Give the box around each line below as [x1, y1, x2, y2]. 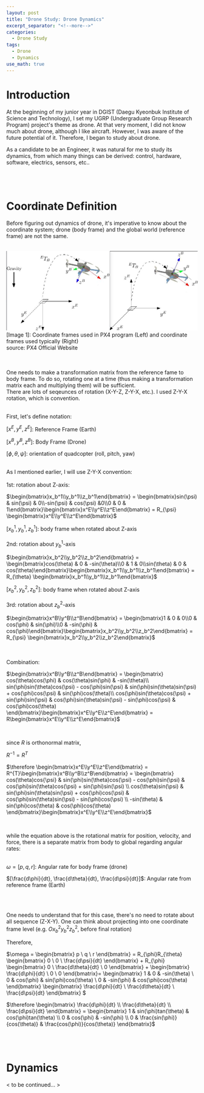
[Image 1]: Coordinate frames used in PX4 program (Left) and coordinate [6, 331, 188, 338]
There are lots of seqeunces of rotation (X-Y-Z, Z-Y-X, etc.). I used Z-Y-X [6, 388, 188, 395]
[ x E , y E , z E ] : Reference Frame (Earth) [6, 424, 97, 433]
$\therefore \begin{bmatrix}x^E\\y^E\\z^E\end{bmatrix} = [6, 763, 149, 771]
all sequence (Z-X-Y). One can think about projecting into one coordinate [6, 918, 188, 925]
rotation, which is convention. [6, 394, 80, 402]
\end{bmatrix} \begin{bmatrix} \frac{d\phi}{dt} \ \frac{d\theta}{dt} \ [6, 982, 175, 990]
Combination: [6, 658, 40, 665]
